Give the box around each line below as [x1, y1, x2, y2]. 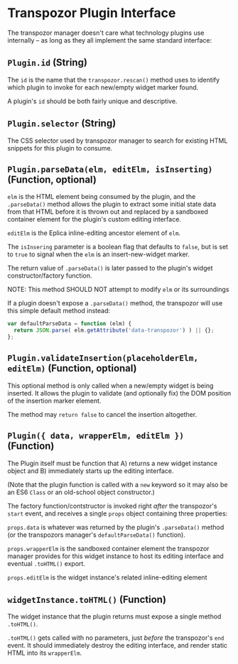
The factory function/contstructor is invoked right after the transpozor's [7, 501, 217, 510]
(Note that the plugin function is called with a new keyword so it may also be [7, 480, 228, 489]
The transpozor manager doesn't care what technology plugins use [7, 28, 205, 37]
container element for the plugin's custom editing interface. [7, 215, 181, 224]
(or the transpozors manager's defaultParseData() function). [7, 530, 186, 539]
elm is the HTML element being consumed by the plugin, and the [7, 192, 196, 201]
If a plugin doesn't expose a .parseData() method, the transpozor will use [7, 299, 223, 307]
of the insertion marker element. [7, 396, 102, 405]
